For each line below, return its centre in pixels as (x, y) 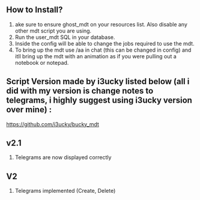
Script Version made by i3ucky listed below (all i (98, 81)
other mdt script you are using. (53, 31)
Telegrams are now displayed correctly (63, 157)
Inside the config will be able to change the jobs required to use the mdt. (105, 43)
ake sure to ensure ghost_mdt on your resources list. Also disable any (101, 24)
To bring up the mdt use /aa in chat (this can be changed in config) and (103, 50)
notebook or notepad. (42, 62)
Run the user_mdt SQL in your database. (65, 37)
